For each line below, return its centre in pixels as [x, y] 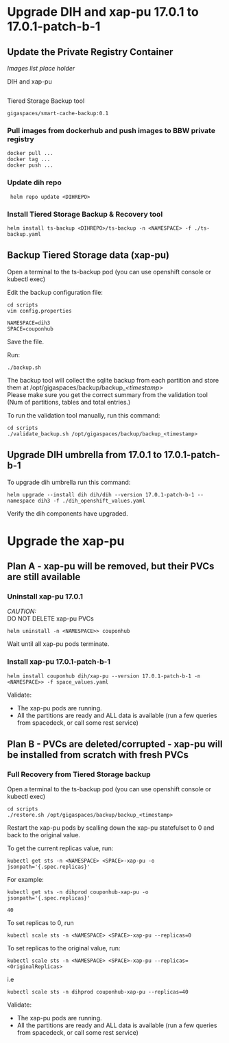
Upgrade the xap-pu [66, 541]
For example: [26, 880]
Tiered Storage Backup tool [46, 101]
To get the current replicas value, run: [60, 848]
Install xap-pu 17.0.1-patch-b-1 [59, 662]
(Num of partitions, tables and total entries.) [69, 402]
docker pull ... [30, 154]
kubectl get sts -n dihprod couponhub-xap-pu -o [78, 892]
